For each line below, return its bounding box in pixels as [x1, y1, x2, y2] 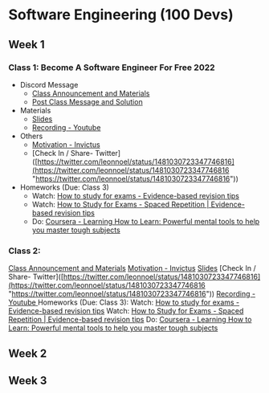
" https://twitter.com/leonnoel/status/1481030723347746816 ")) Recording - [8, 289, 255, 299]
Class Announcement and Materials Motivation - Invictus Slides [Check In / [8, 264, 256, 273]
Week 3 [8, 374, 47, 387]
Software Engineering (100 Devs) [8, 6, 234, 24]
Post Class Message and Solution [31, 96, 143, 106]
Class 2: [8, 245, 41, 256]
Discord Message [19, 80, 79, 89]
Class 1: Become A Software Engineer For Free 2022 [8, 62, 215, 73]
